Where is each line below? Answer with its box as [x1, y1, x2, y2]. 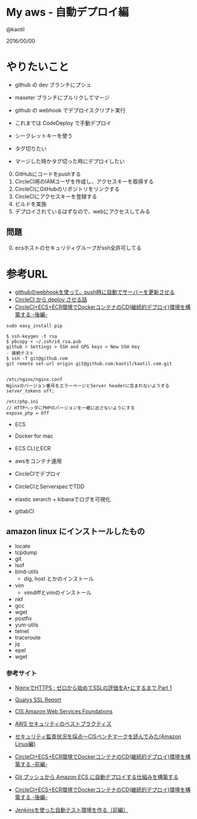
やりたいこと [6, 61, 70, 74]
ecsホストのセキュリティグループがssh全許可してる [14, 244, 142, 251]
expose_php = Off [6, 410, 50, 416]
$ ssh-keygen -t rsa [6, 333, 58, 339]
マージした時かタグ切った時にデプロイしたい [14, 157, 125, 165]
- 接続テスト [6, 350, 34, 356]
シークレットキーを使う [14, 132, 73, 139]
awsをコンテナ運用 [14, 457, 62, 465]
